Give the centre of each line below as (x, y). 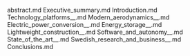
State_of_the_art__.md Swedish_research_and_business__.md (94, 39)
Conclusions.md (30, 47)
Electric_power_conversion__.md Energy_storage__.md (85, 25)
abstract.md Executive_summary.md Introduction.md (82, 10)
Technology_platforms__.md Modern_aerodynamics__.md (88, 17)
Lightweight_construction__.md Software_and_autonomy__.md (95, 32)
